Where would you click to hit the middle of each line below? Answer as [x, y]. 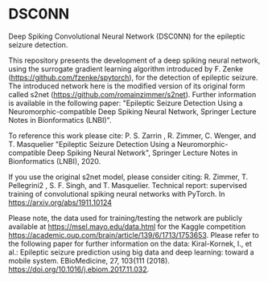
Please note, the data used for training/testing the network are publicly [126, 218]
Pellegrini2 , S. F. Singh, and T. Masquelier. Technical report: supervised [128, 185]
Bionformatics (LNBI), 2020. [55, 161]
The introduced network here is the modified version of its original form [127, 86]
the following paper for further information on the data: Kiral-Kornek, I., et [130, 243]
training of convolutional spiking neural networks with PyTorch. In [117, 194]
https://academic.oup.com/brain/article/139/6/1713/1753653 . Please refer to [134, 235]
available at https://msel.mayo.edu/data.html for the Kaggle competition [127, 227]
